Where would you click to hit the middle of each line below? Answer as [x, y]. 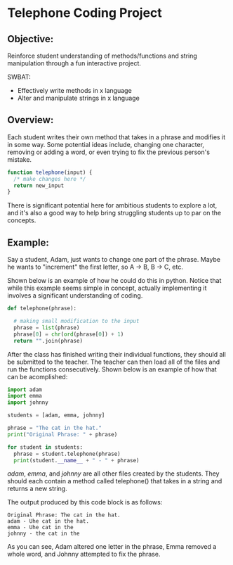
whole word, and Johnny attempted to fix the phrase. [84, 554]
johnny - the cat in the [44, 534]
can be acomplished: [38, 376]
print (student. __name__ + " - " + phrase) [76, 460]
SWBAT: [19, 77]
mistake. [20, 159]
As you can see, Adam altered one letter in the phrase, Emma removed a [112, 547]
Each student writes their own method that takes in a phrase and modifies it [116, 137]
